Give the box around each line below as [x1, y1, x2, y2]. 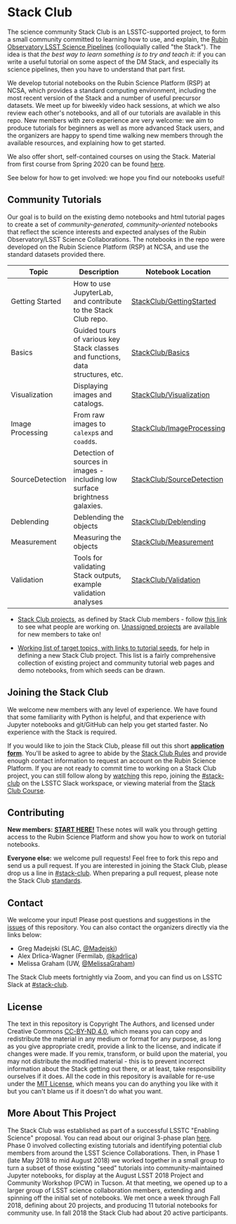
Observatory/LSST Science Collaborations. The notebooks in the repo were [7, 235, 225, 243]
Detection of [73, 448, 114, 458]
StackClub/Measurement [131, 537, 214, 546]
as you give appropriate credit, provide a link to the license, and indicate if [7, 1042, 221, 1051]
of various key [73, 334, 121, 344]
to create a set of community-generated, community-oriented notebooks [7, 220, 218, 228]
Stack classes [73, 343, 119, 353]
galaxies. [73, 501, 103, 510]
